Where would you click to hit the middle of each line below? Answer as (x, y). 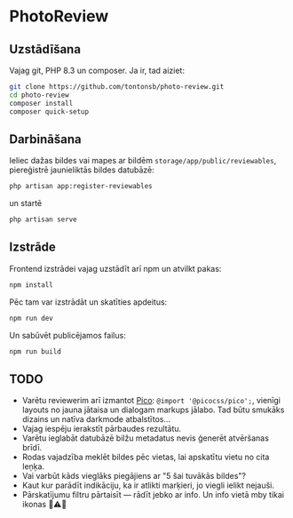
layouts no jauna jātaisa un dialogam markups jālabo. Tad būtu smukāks (153, 410)
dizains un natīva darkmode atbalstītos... (96, 419)
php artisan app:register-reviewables (81, 187)
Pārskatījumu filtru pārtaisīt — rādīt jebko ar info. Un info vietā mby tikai (153, 495)
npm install (31, 285)
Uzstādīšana (45, 49)
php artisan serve (43, 219)
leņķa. (33, 466)
